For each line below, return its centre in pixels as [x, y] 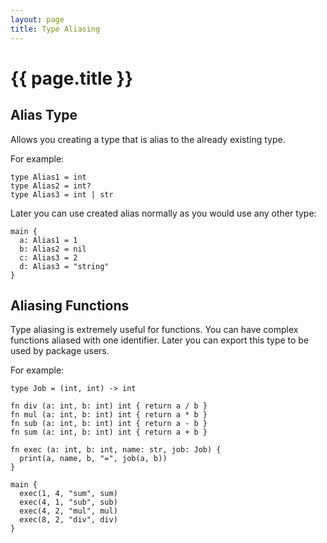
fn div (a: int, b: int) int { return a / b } [109, 406]
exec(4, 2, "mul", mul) [68, 511]
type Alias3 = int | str [62, 194]
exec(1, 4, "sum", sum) [68, 494]
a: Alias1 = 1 [48, 240]
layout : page [37, 19]
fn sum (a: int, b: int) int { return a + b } [109, 432]
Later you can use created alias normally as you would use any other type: [163, 213]
